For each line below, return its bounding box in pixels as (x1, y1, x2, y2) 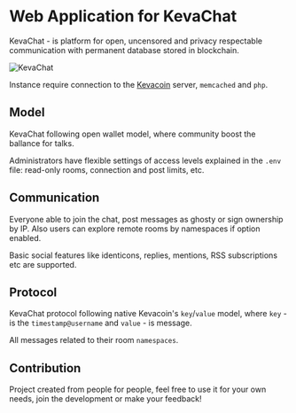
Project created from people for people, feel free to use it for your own (9, 384, 267, 395)
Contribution (9, 361, 82, 376)
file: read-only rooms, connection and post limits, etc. (9, 164, 205, 175)
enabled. (9, 232, 42, 243)
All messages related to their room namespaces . (9, 335, 179, 346)
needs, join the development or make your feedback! (9, 394, 202, 404)
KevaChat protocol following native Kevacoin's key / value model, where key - (9, 308, 288, 319)
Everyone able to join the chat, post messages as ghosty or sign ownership (9, 214, 284, 224)
